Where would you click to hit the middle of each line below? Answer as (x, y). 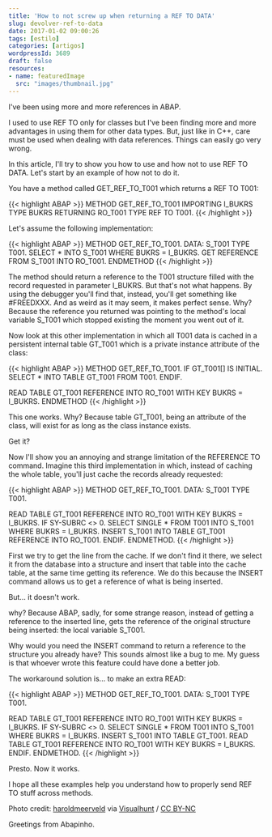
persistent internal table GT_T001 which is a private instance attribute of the (134, 344)
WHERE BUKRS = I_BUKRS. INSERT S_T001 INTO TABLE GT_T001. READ (128, 735)
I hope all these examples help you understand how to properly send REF (130, 784)
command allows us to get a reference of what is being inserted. (116, 581)
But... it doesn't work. (44, 597)
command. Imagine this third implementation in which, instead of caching (130, 465)
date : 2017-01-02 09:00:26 (54, 31)
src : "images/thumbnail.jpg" (65, 83)
